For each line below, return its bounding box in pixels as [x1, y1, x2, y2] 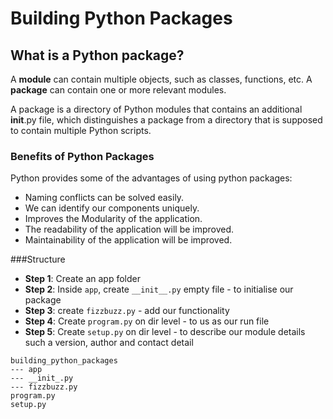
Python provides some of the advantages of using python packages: [10, 172, 293, 184]
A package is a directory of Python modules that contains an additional [10, 103, 303, 115]
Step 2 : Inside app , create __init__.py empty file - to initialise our [24, 283, 294, 296]
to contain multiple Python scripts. [10, 125, 152, 136]
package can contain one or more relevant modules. [10, 84, 227, 96]
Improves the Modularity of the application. [24, 213, 203, 225]
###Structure [10, 253, 66, 266]
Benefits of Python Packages [10, 149, 155, 163]
